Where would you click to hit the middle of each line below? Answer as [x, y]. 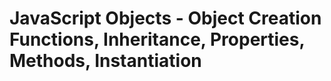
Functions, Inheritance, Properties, [157, 39]
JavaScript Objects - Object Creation [165, 18]
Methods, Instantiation [105, 61]
